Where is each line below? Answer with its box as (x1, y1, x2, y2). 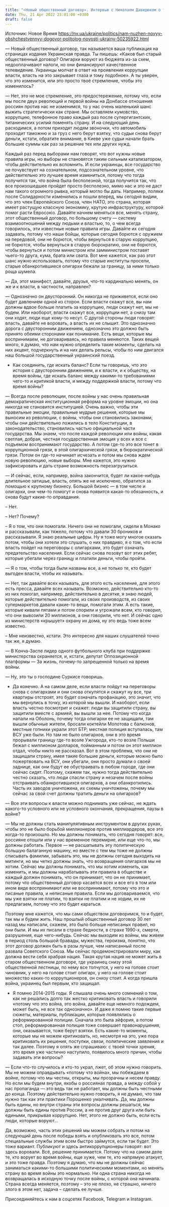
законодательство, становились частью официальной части (5, 425, 135, 431)
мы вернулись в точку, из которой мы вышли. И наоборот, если (12, 700, 150, 706)
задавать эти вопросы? (12, 1054, 63, 1060)
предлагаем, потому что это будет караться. (5, 901, 102, 907)
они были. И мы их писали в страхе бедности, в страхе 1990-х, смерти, (5, 927, 159, 933)
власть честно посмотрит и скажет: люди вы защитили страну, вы (12, 705, 156, 711)
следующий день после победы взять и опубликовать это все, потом (5, 1133, 155, 1139)
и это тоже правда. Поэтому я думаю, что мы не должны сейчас (5, 1160, 145, 1166)
